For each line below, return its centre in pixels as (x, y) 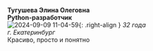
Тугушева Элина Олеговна (49, 10)
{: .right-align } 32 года (112, 25)
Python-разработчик (40, 17)
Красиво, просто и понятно (49, 40)
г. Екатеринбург (31, 32)
